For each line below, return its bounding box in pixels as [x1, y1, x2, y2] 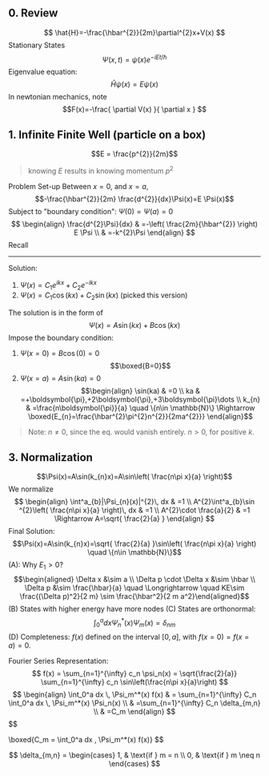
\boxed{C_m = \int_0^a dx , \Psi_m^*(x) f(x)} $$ [8, 735, 164, 745]
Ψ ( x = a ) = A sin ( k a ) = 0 [19, 374, 102, 383]
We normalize [8, 484, 54, 494]
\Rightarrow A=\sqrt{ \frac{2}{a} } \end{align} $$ [54, 514, 215, 523]
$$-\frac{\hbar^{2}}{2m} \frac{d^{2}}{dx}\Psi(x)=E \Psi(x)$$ [34, 194, 235, 204]
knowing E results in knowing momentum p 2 [27, 164, 174, 176]
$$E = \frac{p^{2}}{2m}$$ [90, 149, 179, 159]
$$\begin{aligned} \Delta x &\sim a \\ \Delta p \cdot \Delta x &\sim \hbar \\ [13, 574, 256, 584]
